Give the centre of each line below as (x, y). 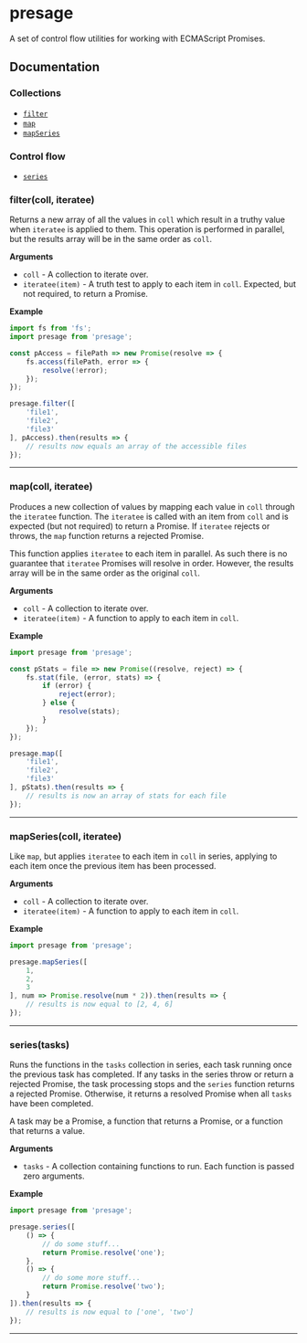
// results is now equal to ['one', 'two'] (110, 1312)
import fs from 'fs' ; (51, 328)
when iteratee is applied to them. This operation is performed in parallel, (147, 229)
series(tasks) (40, 1044)
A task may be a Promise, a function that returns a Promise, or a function (146, 1121)
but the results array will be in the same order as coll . (111, 239)
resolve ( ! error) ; (75, 370)
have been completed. (52, 1104)
